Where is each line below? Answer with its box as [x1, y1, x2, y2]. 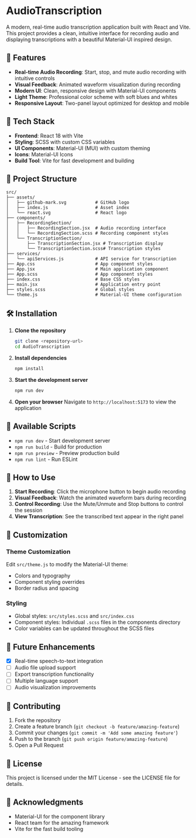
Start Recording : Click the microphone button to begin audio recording [14, 488, 186, 495]
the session [14, 507, 43, 514]
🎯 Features [6, 53, 46, 63]
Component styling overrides [14, 579, 85, 585]
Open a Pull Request [14, 742, 64, 749]
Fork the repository [14, 717, 61, 724]
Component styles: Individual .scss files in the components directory [14, 619, 181, 626]
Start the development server [14, 376, 88, 383]
